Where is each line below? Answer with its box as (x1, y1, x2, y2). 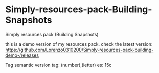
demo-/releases (5, 52, 39, 58)
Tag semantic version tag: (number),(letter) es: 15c (5, 62, 112, 68)
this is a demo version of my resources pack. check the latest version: (5, 41, 153, 47)
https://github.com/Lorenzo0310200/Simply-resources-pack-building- (5, 46, 154, 53)
